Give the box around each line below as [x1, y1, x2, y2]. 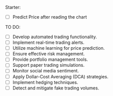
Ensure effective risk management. [12, 51, 85, 57]
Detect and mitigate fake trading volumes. [12, 85, 99, 91]
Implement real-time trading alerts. [12, 40, 84, 46]
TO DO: [5, 24, 21, 30]
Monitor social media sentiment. [12, 68, 79, 74]
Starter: [5, 5, 21, 10]
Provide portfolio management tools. [12, 56, 88, 62]
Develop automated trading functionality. [12, 34, 97, 40]
